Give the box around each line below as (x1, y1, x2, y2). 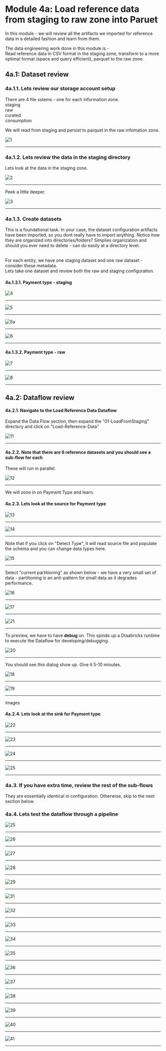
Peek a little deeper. (5, 188, 46, 194)
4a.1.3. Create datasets (5, 215, 62, 222)
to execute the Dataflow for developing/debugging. (5, 637, 109, 643)
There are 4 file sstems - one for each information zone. (5, 96, 120, 102)
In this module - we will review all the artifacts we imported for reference (5, 30, 153, 36)
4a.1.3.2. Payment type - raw (5, 349, 66, 355)
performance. (5, 580, 33, 586)
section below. (5, 799, 35, 804)
